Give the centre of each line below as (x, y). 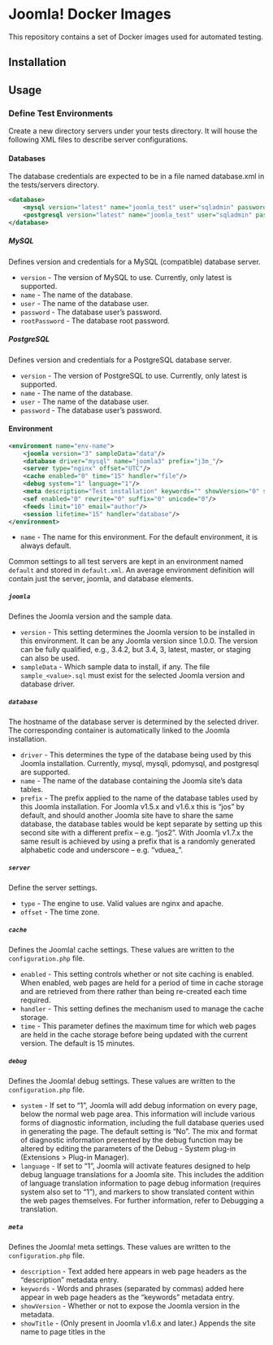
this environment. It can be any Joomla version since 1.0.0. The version (139, 641)
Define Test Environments (61, 113)
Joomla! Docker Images (90, 14)
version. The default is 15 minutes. (78, 1044)
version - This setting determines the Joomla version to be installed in (138, 633)
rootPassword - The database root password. (95, 320)
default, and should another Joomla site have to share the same (127, 816)
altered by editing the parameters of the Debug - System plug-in (128, 1149)
